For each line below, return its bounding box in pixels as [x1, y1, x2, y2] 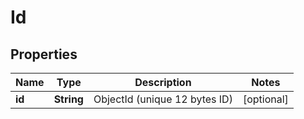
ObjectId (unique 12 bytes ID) [93, 92, 233, 106]
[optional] [242, 92, 289, 106]
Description [134, 76, 192, 89]
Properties [10, 46, 78, 63]
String [53, 92, 84, 106]
